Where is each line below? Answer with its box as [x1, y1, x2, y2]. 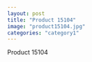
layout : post [7, 10, 45, 17]
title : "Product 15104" [7, 17, 77, 23]
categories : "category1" [7, 29, 79, 37]
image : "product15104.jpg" [7, 23, 86, 30]
